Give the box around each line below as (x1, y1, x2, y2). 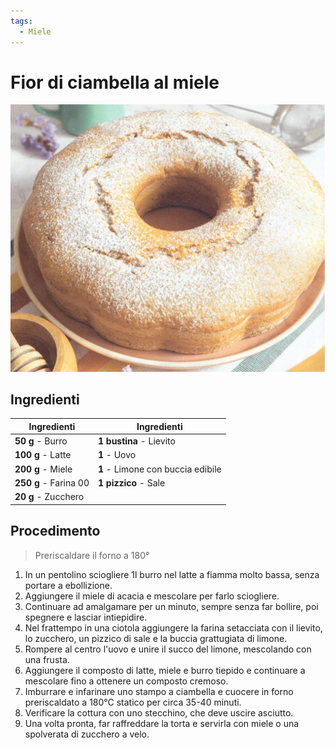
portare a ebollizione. (24, 579, 113, 591)
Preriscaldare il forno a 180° (34, 549, 150, 561)
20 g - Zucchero (14, 491, 85, 503)
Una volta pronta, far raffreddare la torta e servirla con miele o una (24, 717, 300, 729)
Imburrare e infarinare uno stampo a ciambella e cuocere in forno (24, 685, 294, 697)
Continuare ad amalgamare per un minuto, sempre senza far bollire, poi (24, 600, 319, 612)
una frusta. (24, 653, 70, 665)
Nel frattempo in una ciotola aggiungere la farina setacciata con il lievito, (24, 621, 323, 634)
